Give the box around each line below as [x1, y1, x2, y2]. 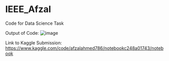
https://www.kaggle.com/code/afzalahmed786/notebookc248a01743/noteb [5, 45, 164, 51]
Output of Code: [5, 30, 39, 36]
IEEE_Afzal [5, 4, 51, 15]
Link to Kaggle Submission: [5, 39, 62, 46]
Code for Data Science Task [5, 20, 64, 26]
